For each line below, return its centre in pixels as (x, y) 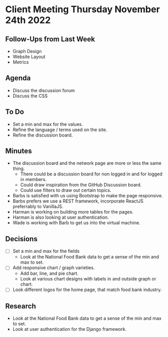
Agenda (18, 78)
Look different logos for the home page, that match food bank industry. (87, 290)
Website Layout (29, 57)
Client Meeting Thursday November (83, 9)
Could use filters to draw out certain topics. (66, 190)
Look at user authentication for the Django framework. (69, 329)
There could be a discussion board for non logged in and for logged (91, 174)
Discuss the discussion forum (44, 90)
